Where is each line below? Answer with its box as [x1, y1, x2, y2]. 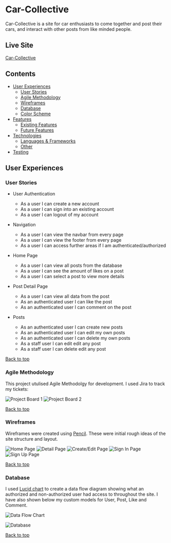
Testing [12, 149, 29, 155]
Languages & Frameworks [20, 138, 76, 144]
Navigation [12, 222, 36, 228]
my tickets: [5, 386, 29, 392]
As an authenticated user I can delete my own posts [20, 335, 130, 341]
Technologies [12, 132, 42, 138]
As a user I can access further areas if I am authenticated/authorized [20, 243, 166, 249]
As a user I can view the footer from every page [20, 237, 122, 243]
